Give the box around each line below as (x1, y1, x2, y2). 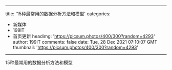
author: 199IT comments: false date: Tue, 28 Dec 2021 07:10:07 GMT (12, 39, 158, 45)
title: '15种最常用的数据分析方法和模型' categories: (5, 11, 111, 17)
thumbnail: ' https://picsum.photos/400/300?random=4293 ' (12, 44, 139, 50)
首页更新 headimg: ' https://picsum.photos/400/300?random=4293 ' (12, 33, 155, 39)
